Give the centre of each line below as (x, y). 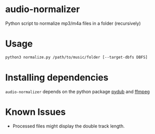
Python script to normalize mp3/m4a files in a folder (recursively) (73, 23)
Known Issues (36, 112)
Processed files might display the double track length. (68, 126)
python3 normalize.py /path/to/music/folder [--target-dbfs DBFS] (76, 57)
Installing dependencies (57, 77)
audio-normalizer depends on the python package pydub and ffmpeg (77, 92)
